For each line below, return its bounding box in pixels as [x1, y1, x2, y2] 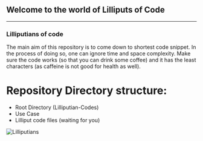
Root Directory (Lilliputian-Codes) [14, 104, 99, 111]
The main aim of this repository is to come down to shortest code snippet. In [6, 43, 196, 51]
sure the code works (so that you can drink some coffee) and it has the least [6, 57, 196, 64]
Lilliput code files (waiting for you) [14, 117, 100, 124]
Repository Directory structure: [6, 84, 167, 98]
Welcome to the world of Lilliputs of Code [6, 5, 165, 15]
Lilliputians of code [6, 30, 63, 38]
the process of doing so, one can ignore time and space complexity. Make [6, 50, 191, 57]
